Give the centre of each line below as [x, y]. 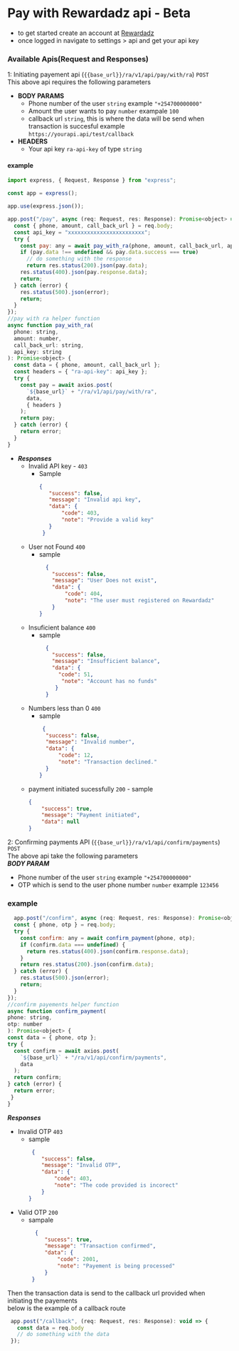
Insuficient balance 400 [62, 627]
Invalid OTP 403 [40, 1131]
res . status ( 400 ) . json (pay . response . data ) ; [84, 273]
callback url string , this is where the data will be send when [116, 118]
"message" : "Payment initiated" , [91, 815]
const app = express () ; [43, 193]
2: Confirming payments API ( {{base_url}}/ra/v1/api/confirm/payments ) [114, 842]
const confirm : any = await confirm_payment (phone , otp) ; [108, 938]
